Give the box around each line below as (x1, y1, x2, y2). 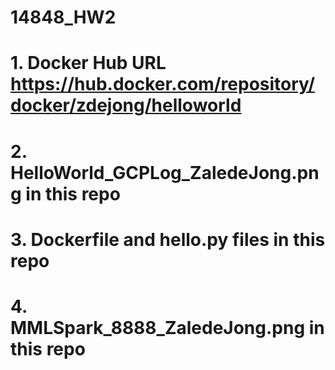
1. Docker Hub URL (10, 52, 167, 75)
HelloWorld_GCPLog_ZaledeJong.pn (10, 161, 320, 184)
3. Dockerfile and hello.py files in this (10, 228, 326, 251)
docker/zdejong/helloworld (10, 94, 242, 117)
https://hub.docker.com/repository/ (10, 73, 316, 96)
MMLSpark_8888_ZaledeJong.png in (10, 316, 325, 339)
